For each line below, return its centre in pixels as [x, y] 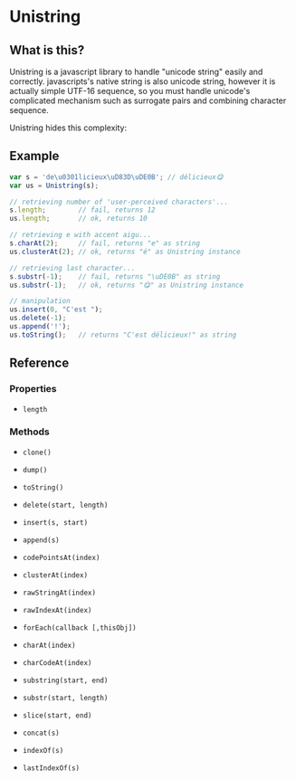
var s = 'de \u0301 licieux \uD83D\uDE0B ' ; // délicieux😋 [116, 177]
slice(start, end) [57, 715]
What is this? [47, 50]
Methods [29, 432]
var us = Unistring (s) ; [54, 185]
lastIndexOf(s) [51, 768]
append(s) [41, 540]
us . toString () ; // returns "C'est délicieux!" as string [123, 335]
